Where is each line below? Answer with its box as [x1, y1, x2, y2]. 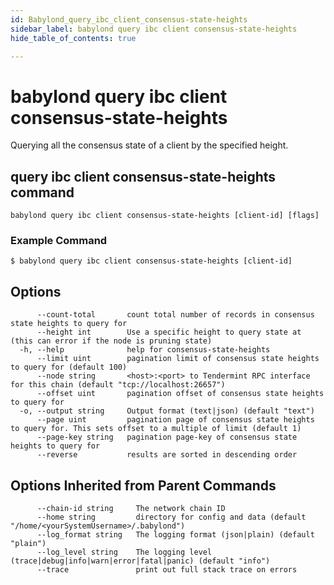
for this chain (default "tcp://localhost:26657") [10, 380, 226, 390]
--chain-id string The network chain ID [36, 504, 226, 514]
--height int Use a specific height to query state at [36, 327, 302, 338]
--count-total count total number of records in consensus [36, 310, 315, 320]
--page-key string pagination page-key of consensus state [36, 432, 298, 443]
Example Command [10, 234, 108, 248]
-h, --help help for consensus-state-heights [19, 345, 271, 355]
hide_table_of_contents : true [10, 33, 137, 43]
